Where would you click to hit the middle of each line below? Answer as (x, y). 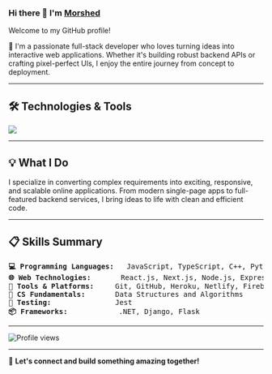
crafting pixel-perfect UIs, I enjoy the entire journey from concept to (121, 63)
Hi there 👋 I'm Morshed (55, 13)
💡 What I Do (38, 163)
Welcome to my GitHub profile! (59, 31)
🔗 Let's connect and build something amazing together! (104, 361)
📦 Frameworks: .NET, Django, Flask (104, 311)
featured (23, 199)
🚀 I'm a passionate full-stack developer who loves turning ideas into (121, 46)
